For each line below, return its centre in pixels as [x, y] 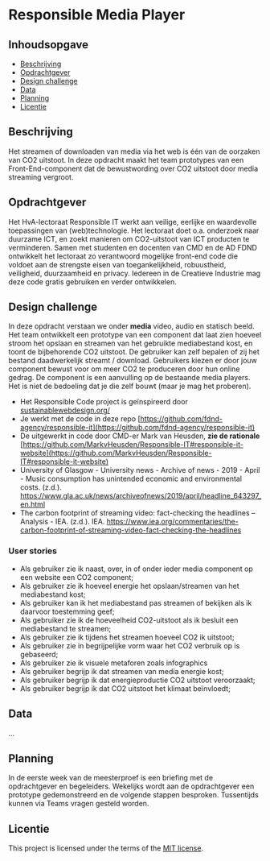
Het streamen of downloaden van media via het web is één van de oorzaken [134, 151]
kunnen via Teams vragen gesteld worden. [79, 804]
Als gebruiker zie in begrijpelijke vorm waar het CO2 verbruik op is [130, 645]
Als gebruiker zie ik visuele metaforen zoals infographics [114, 663]
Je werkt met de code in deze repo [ [80, 419]
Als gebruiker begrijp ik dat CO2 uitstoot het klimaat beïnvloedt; [125, 688]
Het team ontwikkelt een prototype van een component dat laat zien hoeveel [135, 335]
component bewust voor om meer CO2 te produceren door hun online [124, 369]
